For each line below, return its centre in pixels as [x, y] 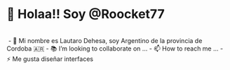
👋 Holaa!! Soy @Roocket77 [86, 14]
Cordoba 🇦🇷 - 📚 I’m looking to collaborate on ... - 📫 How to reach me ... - [115, 49]
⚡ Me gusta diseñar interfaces [50, 59]
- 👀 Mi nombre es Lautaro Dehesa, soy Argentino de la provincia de [105, 40]
